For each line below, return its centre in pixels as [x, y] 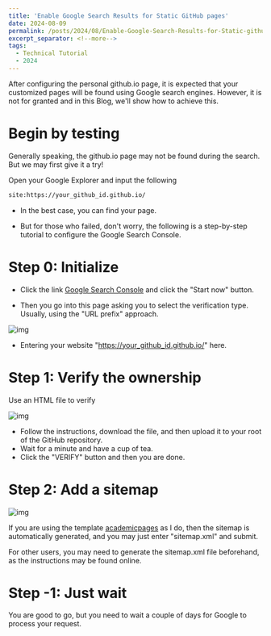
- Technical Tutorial [52, 53]
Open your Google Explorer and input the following [93, 180]
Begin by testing [64, 134]
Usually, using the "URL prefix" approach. [89, 314]
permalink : [27, 31]
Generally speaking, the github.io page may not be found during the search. [134, 156]
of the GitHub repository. [61, 440]
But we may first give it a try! [56, 164]
